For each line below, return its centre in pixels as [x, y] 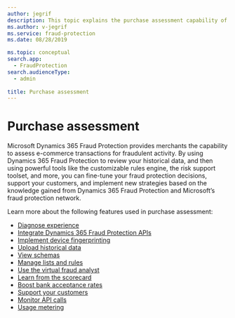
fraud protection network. [45, 198]
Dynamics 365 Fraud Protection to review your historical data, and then [110, 161]
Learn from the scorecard [54, 277]
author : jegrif [29, 14]
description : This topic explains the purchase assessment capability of [117, 20]
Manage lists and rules [50, 263]
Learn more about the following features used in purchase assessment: [110, 212]
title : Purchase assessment [48, 92]
